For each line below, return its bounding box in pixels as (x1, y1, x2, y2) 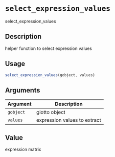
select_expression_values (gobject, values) (5, 72, 95, 77)
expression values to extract (36, 117, 101, 124)
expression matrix (5, 146, 42, 153)
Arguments (5, 86, 41, 94)
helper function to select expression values (5, 45, 92, 51)
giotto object (36, 109, 66, 116)
